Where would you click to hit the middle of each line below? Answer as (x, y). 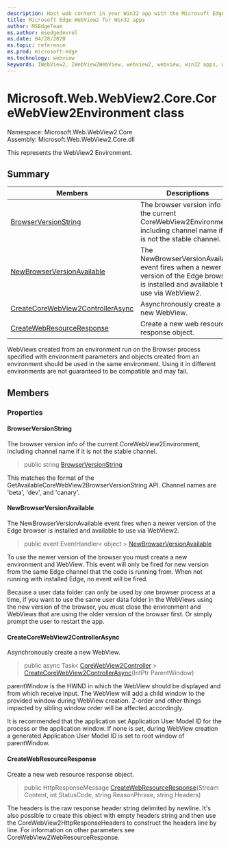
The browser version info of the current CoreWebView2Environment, (104, 444)
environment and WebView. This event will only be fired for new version (108, 565)
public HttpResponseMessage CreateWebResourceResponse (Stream (121, 787)
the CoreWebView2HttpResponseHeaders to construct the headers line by (112, 823)
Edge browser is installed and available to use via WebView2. (93, 531)
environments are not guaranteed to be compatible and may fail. (98, 372)
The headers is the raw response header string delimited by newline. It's (109, 808)
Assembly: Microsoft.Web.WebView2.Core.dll (71, 139)
